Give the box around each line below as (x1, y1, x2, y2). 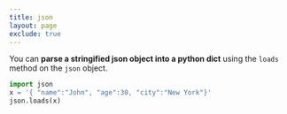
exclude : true (9, 29, 62, 38)
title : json (9, 12, 53, 22)
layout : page (9, 21, 58, 30)
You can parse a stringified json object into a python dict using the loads (9, 54, 279, 65)
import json (9, 80, 53, 89)
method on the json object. (9, 63, 108, 73)
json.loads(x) (9, 96, 62, 106)
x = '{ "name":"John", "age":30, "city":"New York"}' (9, 88, 213, 97)
